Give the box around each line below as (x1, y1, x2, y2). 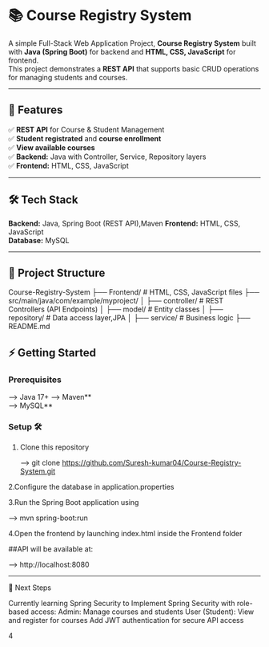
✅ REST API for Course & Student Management (8, 124, 165, 134)
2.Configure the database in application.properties (8, 482, 175, 492)
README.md (8, 322, 50, 332)
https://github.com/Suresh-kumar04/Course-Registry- (62, 458, 242, 468)
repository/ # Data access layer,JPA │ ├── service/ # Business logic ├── (8, 313, 251, 323)
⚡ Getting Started (8, 346, 96, 360)
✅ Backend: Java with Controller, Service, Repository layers (8, 152, 207, 161)
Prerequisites (8, 374, 62, 385)
